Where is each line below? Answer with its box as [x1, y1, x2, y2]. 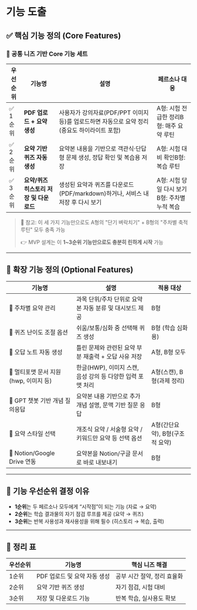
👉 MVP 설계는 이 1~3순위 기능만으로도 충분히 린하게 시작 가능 [20, 239, 164, 246]
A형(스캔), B [151, 368, 184, 376]
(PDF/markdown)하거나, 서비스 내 [59, 189, 150, 197]
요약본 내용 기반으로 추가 [76, 392, 141, 400]
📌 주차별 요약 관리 [9, 304, 56, 312]
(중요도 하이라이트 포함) [59, 126, 121, 134]
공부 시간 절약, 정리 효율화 [115, 572, 184, 581]
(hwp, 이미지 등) [9, 377, 52, 385]
